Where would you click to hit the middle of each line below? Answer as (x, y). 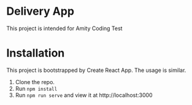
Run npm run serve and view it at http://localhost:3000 (84, 95)
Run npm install (36, 88)
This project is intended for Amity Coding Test (64, 28)
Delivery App (40, 11)
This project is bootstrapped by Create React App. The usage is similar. (96, 70)
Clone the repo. (35, 82)
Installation (36, 53)
